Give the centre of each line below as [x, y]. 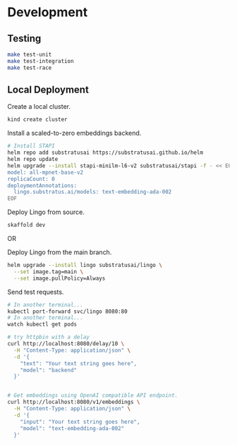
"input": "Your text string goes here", [80, 422]
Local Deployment [48, 90]
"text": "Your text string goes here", [79, 363]
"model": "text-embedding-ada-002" [72, 428]
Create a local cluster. [39, 107]
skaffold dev [26, 225]
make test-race [30, 68]
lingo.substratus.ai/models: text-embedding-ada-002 [93, 192]
